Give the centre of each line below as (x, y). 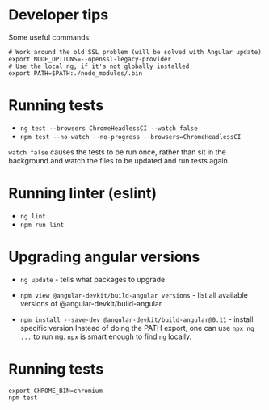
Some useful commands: (50, 37)
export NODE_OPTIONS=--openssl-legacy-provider (90, 59)
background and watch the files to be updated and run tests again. (119, 160)
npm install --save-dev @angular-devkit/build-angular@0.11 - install (137, 319)
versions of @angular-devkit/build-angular (91, 303)
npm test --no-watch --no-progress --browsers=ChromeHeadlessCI (130, 137)
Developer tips (59, 15)
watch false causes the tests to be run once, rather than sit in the (117, 152)
